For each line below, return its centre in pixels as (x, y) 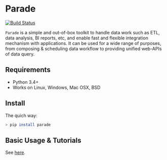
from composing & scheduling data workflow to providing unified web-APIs (83, 48)
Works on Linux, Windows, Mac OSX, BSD (56, 87)
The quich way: (21, 115)
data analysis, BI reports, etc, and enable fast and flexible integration (77, 38)
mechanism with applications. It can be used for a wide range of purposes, (83, 43)
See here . (15, 152)
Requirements (28, 70)
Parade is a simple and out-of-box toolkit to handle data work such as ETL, (82, 32)
